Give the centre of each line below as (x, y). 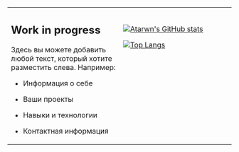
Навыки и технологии (60, 115)
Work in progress (56, 30)
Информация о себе (58, 83)
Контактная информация (66, 131)
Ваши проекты (48, 99)
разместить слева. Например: (63, 67)
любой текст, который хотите (62, 58)
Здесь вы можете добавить (59, 49)
